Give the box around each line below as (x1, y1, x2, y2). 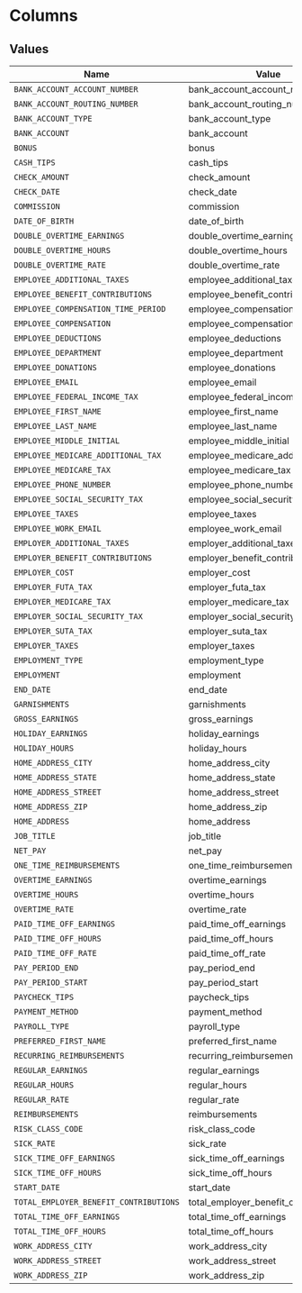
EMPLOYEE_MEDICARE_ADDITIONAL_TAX (13, 451, 162, 460)
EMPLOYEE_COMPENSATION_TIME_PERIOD (13, 304, 166, 314)
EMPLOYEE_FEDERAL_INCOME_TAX (13, 392, 138, 402)
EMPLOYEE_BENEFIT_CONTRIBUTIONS (13, 289, 153, 299)
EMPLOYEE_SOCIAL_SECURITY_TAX (13, 495, 144, 505)
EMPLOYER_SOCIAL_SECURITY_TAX (13, 612, 144, 622)
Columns (9, 5, 78, 26)
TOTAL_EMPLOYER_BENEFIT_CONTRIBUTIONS (13, 1197, 180, 1207)
